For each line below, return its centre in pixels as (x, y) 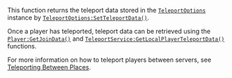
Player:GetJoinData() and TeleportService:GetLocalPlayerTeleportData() (116, 39)
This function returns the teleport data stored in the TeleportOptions (107, 10)
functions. (22, 46)
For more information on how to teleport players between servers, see (109, 60)
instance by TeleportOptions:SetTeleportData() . (79, 18)
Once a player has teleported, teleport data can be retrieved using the (109, 31)
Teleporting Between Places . (49, 67)
